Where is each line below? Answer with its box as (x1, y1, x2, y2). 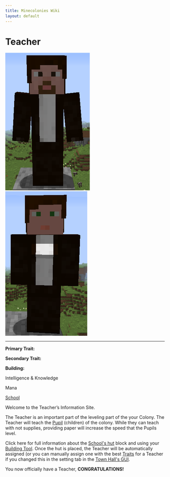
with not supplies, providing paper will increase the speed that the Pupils (5, 425, 157, 431)
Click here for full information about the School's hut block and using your (5, 440, 159, 446)
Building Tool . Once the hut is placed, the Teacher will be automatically (5, 446, 153, 452)
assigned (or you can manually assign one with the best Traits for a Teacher (5, 451, 163, 457)
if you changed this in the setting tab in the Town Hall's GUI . (5, 456, 130, 462)
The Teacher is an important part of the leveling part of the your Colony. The (5, 414, 164, 420)
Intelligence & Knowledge (5, 375, 59, 381)
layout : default (5, 13, 39, 19)
